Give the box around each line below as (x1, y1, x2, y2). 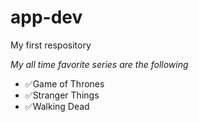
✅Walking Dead (24, 100, 90, 112)
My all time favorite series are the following (10, 58, 189, 70)
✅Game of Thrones (24, 77, 105, 90)
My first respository (10, 39, 92, 51)
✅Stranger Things (24, 89, 100, 101)
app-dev (10, 6, 83, 29)
